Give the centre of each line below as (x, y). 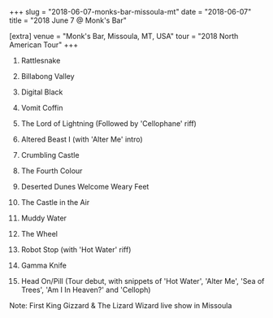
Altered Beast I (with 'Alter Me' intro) (82, 139)
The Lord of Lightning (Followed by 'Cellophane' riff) (109, 124)
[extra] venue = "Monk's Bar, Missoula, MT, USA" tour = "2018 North (124, 36)
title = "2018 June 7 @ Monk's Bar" (68, 20)
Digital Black (42, 92)
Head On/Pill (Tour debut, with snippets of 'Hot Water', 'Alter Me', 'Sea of (143, 281)
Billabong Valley (48, 76)
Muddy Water (44, 218)
